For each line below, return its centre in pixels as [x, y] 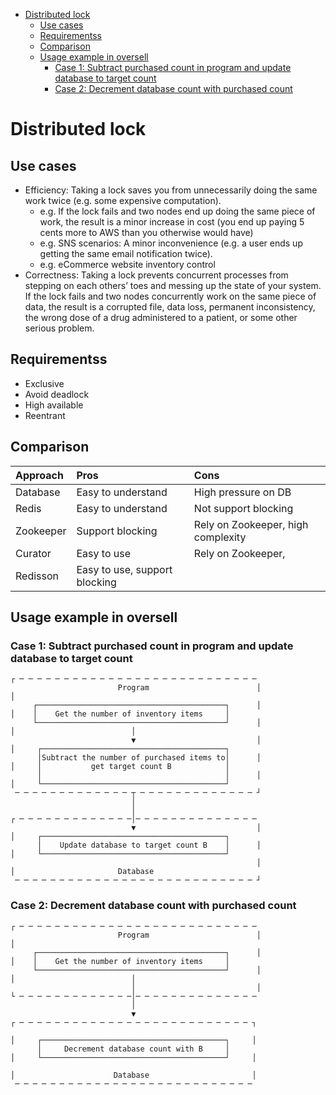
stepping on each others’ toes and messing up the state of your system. [173, 285]
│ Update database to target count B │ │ [149, 845]
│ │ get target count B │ [120, 767]
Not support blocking [243, 508]
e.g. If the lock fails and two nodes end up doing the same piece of [177, 211]
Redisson [37, 576]
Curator [33, 553]
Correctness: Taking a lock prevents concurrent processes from [156, 275]
